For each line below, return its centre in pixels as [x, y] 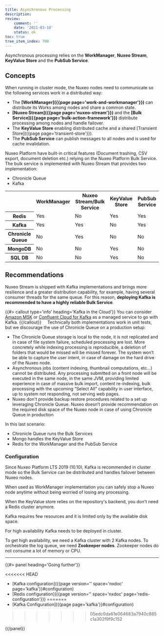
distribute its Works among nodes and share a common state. [74, 107]
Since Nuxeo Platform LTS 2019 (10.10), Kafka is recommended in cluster [78, 467]
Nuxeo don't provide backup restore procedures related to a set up [80, 399]
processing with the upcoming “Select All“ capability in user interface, [82, 389]
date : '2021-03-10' [34, 28]
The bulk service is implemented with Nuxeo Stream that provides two [76, 164]
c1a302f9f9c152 [106, 619]
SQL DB [20, 258]
